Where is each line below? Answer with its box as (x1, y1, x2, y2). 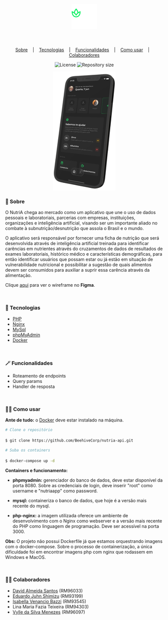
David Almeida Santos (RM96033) (12, 587, 83, 593)
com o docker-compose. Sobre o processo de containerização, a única (5, 543, 152, 549)
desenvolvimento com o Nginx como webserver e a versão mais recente (12, 518, 162, 524)
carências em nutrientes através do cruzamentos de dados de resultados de (5, 246, 163, 252)
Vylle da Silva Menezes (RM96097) (12, 609, 85, 615)
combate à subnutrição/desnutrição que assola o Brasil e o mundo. (5, 226, 144, 232)
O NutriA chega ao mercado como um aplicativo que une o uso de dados (5, 210, 156, 216)
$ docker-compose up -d (5, 458, 55, 463)
